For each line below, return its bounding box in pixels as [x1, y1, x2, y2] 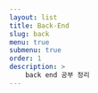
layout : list [9, 12, 58, 22]
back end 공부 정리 [25, 71, 90, 80]
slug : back [9, 29, 50, 38]
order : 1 [9, 54, 42, 63]
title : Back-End [9, 21, 69, 30]
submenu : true [9, 46, 62, 55]
